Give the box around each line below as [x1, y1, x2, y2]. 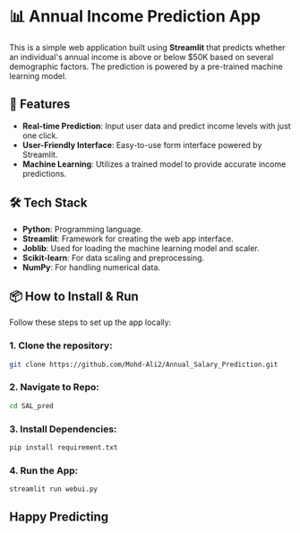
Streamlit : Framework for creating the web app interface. [21, 233, 235, 244]
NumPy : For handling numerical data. [21, 261, 161, 273]
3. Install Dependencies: [9, 423, 117, 435]
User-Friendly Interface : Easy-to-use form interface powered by [21, 139, 262, 150]
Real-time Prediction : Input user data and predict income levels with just [21, 120, 291, 131]
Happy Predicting [9, 510, 109, 525]
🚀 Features [9, 97, 71, 112]
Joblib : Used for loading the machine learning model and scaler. [21, 242, 260, 253]
